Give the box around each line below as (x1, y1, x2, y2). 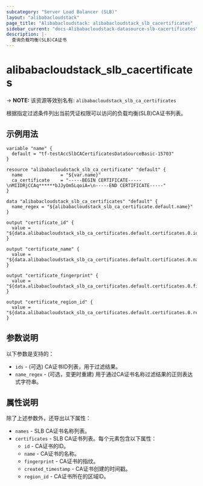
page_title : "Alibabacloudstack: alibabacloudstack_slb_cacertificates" (6, 20, 193, 26)
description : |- (6, 31, 47, 38)
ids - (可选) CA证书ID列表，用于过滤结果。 (14, 363, 121, 370)
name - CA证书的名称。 (24, 450, 80, 458)
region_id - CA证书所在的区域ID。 (24, 473, 109, 480)
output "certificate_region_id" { (6, 299, 94, 305)
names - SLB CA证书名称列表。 (14, 427, 91, 435)
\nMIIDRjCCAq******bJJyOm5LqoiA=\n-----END (6, 182, 118, 188)
